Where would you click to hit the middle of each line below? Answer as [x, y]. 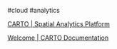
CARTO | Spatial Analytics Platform [59, 24]
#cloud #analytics [34, 10]
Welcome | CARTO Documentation [58, 38]
